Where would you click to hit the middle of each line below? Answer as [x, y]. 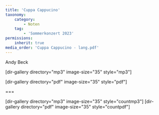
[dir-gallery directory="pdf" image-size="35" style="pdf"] [66, 82]
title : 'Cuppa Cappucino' [33, 10]
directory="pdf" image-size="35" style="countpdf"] [75, 106]
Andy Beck [17, 62]
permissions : [19, 39]
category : [25, 19]
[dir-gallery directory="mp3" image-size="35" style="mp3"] [69, 72]
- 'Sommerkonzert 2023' [49, 33]
